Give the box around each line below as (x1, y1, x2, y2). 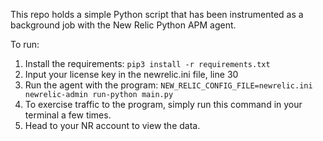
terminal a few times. (24, 109, 112, 121)
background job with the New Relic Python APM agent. (10, 19, 237, 31)
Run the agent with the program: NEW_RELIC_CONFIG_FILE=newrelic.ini (24, 79, 313, 91)
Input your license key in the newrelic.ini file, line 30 (24, 69, 239, 80)
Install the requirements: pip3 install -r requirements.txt (24, 58, 271, 69)
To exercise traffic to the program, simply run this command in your (24, 99, 303, 110)
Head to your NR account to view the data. (24, 120, 201, 131)
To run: (10, 39, 40, 50)
